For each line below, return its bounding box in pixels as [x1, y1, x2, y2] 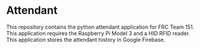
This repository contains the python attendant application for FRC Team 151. [6, 23, 195, 30]
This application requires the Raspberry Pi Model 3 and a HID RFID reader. [6, 29, 190, 36]
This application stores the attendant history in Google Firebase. [6, 36, 166, 43]
